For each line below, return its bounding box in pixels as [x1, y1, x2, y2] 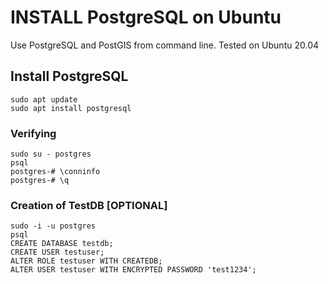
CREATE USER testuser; [10, 247, 105, 258]
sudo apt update [10, 94, 78, 105]
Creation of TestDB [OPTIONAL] [10, 198, 168, 212]
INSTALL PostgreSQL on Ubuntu [10, 6, 282, 29]
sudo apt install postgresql [10, 103, 132, 113]
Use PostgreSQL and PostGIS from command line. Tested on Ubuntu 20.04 [10, 39, 320, 51]
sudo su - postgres [10, 149, 92, 160]
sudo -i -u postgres [10, 221, 97, 231]
